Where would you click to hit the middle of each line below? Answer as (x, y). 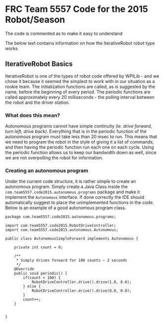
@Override (24, 269)
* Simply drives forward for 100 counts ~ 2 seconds (72, 260)
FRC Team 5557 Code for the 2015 (77, 9)
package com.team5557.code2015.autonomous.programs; (61, 217)
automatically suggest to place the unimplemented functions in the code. (80, 203)
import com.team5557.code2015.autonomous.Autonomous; (62, 230)
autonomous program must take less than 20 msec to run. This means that (81, 137)
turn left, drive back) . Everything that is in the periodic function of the (76, 131)
